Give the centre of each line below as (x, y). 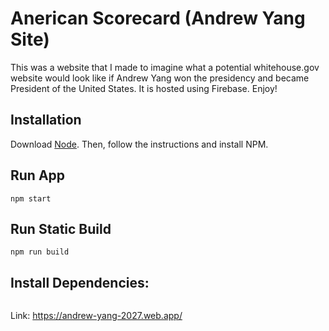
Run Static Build (61, 228)
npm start (31, 198)
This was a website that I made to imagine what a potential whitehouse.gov (165, 67)
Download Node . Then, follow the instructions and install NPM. (139, 144)
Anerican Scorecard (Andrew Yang (158, 18)
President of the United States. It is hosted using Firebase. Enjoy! (144, 88)
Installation (46, 120)
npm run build (40, 252)
